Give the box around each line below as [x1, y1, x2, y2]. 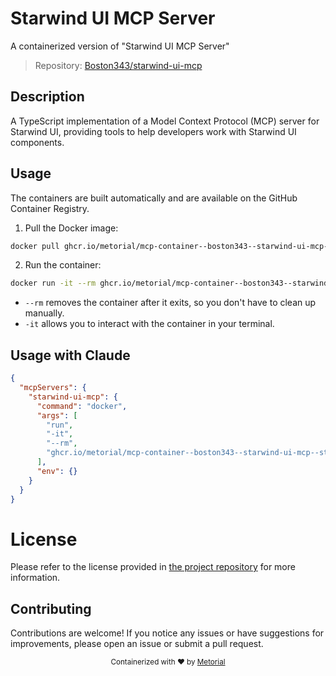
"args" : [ [36, 410, 78, 421]
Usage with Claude [10, 347, 131, 364]
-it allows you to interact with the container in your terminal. [24, 318, 275, 330]
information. [10, 572, 61, 584]
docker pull [10, 241, 60, 251]
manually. [24, 307, 65, 319]
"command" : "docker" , [36, 401, 128, 411]
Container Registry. [10, 202, 90, 214]
